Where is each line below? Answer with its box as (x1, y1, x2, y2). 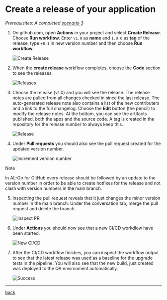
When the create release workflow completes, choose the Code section (12, 65, 161, 71)
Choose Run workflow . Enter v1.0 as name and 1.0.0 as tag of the (12, 35, 150, 41)
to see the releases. (12, 70, 53, 76)
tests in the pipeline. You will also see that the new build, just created (12, 260, 154, 266)
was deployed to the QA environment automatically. (12, 265, 118, 271)
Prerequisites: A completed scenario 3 (5, 20, 83, 26)
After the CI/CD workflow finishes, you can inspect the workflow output (12, 249, 159, 255)
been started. (12, 230, 40, 236)
